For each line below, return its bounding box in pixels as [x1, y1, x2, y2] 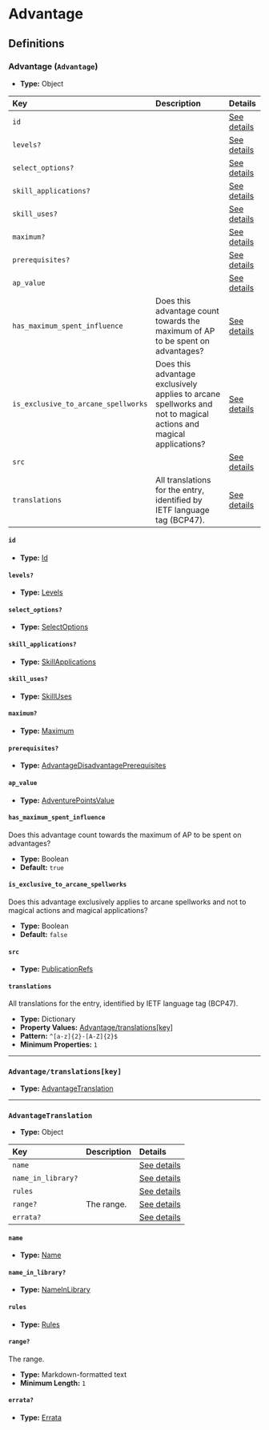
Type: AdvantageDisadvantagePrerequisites [19, 761, 167, 771]
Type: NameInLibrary [19, 1285, 90, 1295]
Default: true [19, 862, 64, 872]
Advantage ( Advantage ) [8, 61, 98, 72]
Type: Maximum [19, 726, 74, 736]
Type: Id [19, 553, 48, 563]
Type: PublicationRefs [19, 964, 94, 974]
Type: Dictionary [19, 1014, 76, 1024]
